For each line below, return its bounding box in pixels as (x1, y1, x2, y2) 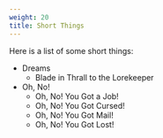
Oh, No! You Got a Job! (34, 90, 119, 102)
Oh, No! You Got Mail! (34, 110, 115, 120)
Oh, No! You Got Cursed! (34, 100, 125, 111)
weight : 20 (9, 12, 49, 22)
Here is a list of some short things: (9, 45, 134, 56)
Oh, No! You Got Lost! (34, 119, 115, 129)
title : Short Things (9, 21, 85, 30)
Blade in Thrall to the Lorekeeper (34, 72, 154, 82)
